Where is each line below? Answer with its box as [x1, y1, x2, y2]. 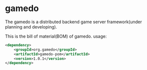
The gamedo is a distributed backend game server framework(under [5, 19, 142, 25]
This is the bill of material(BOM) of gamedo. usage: [5, 33, 107, 39]
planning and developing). [5, 24, 57, 29]
